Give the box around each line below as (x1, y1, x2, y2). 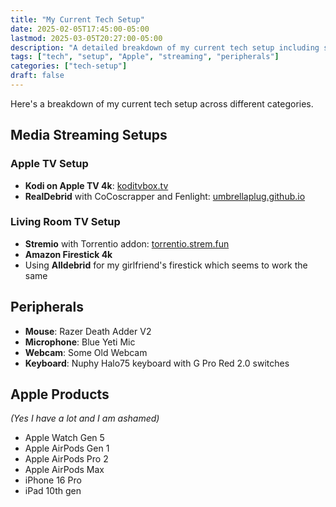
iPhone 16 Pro (24, 474, 82, 486)
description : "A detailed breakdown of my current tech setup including (10, 42, 320, 53)
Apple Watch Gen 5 (24, 432, 105, 444)
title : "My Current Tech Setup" (10, 14, 145, 25)
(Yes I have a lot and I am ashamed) (10, 412, 160, 425)
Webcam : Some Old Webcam (24, 346, 148, 358)
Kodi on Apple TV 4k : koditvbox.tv (24, 179, 169, 191)
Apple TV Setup (10, 157, 89, 171)
